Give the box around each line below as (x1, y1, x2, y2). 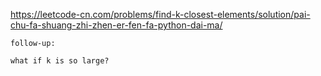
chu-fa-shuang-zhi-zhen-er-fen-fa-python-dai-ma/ (10, 19, 223, 31)
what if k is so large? (10, 56, 110, 66)
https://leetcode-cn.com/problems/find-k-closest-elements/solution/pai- (10, 9, 311, 20)
